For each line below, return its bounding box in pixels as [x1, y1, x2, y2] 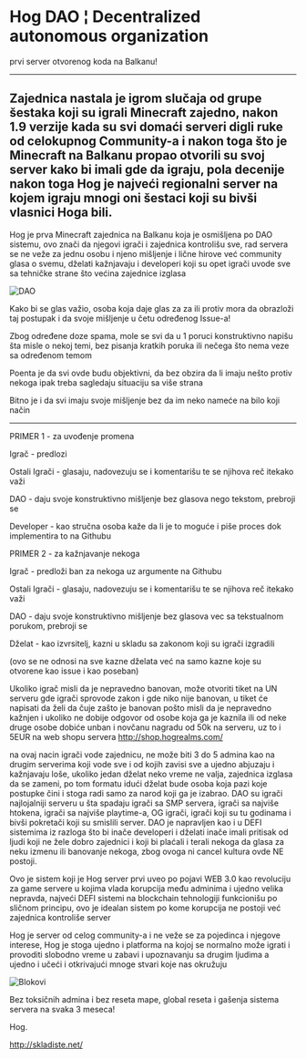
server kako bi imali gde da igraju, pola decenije [9, 162, 285, 178]
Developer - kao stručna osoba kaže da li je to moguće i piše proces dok [9, 520, 282, 531]
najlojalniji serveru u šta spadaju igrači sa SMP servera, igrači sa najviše [9, 797, 280, 808]
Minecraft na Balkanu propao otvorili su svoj [9, 148, 266, 163]
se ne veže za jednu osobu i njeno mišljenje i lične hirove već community [9, 248, 282, 259]
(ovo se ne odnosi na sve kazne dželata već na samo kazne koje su [9, 655, 262, 666]
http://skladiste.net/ [9, 1039, 84, 1050]
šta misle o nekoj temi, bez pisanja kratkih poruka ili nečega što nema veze [9, 340, 290, 351]
